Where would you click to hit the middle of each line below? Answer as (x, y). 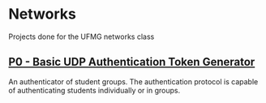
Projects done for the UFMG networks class (82, 36)
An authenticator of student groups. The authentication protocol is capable (133, 81)
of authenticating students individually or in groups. (94, 90)
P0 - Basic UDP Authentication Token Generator (132, 62)
